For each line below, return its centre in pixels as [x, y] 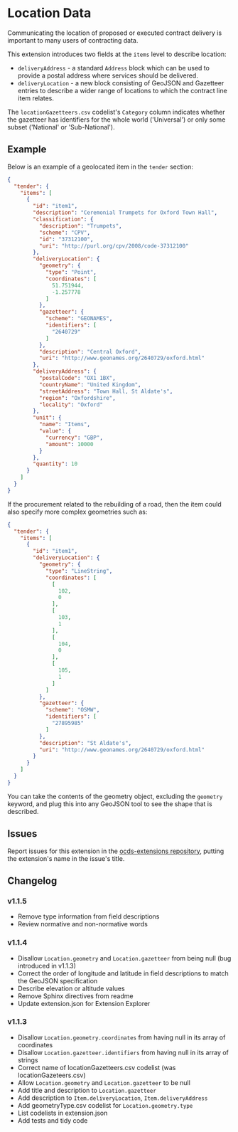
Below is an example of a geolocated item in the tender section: [100, 166]
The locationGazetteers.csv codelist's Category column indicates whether [116, 112]
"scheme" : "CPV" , [65, 233]
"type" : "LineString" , [79, 571]
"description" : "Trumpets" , [80, 226]
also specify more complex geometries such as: [77, 512]
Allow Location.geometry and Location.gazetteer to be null [104, 1082]
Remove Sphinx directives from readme [75, 996]
